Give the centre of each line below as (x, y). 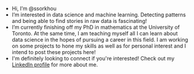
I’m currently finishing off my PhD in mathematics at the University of (96, 27)
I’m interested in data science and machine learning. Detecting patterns (99, 15)
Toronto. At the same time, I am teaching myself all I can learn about (95, 33)
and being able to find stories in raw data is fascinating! (79, 21)
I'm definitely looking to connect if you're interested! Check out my (93, 58)
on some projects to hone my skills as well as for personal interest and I (99, 46)
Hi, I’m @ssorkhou (34, 9)
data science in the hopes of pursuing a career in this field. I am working (100, 40)
